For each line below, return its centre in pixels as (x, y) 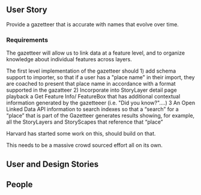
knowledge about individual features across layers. (69, 59)
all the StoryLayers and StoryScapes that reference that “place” (85, 122)
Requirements (27, 40)
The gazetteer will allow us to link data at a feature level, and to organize (95, 53)
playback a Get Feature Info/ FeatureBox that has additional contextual (93, 97)
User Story (27, 10)
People (19, 184)
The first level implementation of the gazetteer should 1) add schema (91, 71)
